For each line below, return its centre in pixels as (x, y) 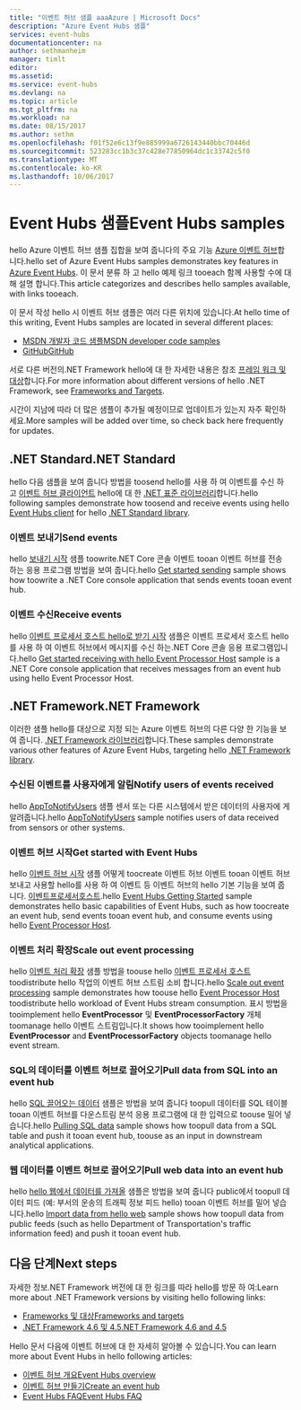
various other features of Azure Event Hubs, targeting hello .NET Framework (150, 750)
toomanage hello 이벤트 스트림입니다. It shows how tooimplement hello (137, 1026)
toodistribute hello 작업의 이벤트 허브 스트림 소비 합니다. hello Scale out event (147, 983)
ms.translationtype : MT (54, 159)
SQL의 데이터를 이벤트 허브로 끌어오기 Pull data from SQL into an (143, 1071)
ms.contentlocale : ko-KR (56, 168)
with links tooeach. (44, 294)
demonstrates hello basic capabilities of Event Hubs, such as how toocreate (149, 906)
